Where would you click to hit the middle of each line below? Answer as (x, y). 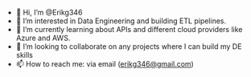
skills (25, 55)
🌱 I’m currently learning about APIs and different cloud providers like (129, 29)
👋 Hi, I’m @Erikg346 (49, 12)
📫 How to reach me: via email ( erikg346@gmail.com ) (105, 64)
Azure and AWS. (43, 38)
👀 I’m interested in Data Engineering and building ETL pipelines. (121, 21)
